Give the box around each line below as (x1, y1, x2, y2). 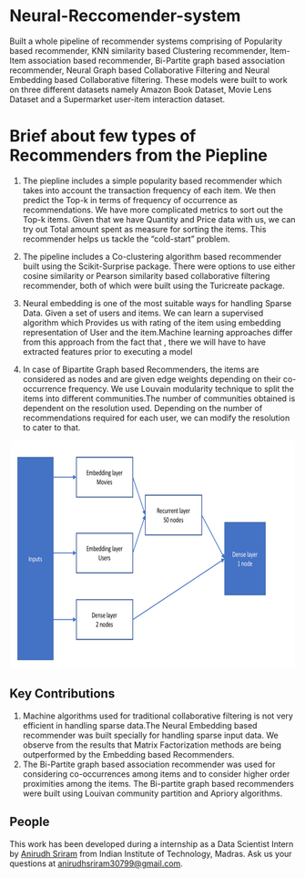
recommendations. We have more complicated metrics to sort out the (22, 204, 284, 215)
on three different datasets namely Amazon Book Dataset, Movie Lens (9, 84, 272, 95)
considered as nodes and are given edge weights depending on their (22, 373, 281, 384)
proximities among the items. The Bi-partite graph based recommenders (22, 778, 294, 789)
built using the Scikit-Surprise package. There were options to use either (22, 261, 296, 272)
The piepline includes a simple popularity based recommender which (22, 175, 282, 186)
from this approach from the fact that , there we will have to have (22, 336, 267, 347)
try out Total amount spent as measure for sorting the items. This (22, 223, 267, 234)
